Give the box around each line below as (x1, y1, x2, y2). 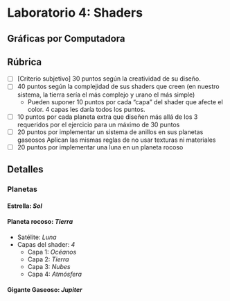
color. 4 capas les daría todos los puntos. (27, 105, 145, 113)
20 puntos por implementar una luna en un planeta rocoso (17, 143, 184, 151)
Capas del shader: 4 (17, 240, 76, 248)
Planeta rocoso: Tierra (7, 218, 73, 226)
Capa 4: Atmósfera (27, 270, 82, 278)
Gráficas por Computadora (7, 33, 126, 44)
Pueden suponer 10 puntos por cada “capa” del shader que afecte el (27, 97, 223, 106)
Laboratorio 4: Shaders (7, 5, 143, 21)
